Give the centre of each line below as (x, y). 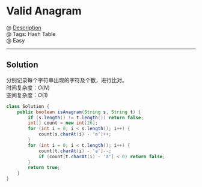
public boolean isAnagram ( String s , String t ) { (79, 112)
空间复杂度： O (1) (27, 95)
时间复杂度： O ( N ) (28, 88)
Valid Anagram (44, 11)
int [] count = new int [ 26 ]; (63, 123)
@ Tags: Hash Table (31, 34)
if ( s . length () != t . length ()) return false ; (86, 117)
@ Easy (16, 40)
